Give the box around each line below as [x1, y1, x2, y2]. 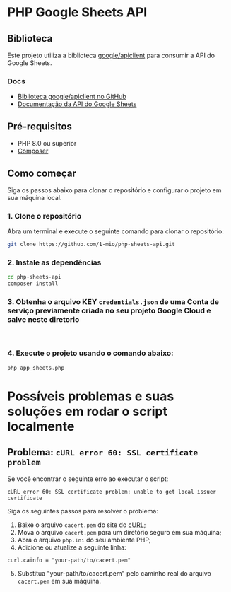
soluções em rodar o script [7, 403, 168, 419]
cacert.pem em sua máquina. [17, 576, 101, 585]
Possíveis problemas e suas [7, 388, 174, 404]
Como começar [7, 167, 76, 179]
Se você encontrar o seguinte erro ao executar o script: [7, 475, 169, 483]
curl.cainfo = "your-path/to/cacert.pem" [7, 557, 131, 564]
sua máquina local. [7, 193, 62, 202]
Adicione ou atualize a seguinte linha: [17, 542, 126, 552]
